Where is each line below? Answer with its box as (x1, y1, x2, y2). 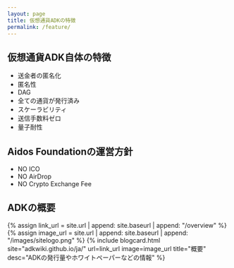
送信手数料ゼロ (17, 114, 61, 123)
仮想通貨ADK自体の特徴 (7, 51, 111, 63)
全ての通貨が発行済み (17, 97, 80, 105)
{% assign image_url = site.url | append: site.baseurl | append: (7, 229, 188, 237)
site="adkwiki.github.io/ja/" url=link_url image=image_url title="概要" (7, 244, 207, 252)
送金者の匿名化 (17, 71, 61, 80)
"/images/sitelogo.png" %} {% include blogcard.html (7, 236, 161, 244)
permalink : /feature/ (7, 23, 71, 30)
